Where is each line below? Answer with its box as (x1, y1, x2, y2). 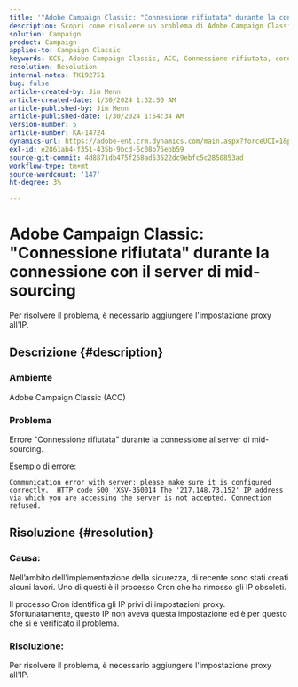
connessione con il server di (9, 262, 222, 282)
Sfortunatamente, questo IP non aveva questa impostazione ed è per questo (9, 608, 288, 619)
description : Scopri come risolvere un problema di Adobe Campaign (9, 21, 264, 30)
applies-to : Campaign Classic (9, 46, 122, 55)
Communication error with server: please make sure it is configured (9, 478, 272, 487)
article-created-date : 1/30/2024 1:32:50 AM (9, 95, 176, 105)
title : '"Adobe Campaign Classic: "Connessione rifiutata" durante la (9, 12, 276, 22)
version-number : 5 (9, 121, 77, 130)
